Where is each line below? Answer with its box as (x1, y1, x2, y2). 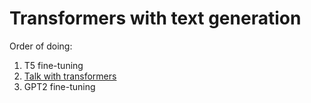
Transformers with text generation (9, 7, 302, 30)
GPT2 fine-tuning (23, 80, 96, 92)
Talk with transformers (23, 70, 117, 82)
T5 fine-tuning (23, 59, 84, 71)
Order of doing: (9, 40, 73, 52)
